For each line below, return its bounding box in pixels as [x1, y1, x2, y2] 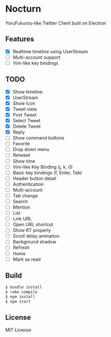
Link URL [12, 216, 32, 222]
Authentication [12, 181, 44, 187]
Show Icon [12, 100, 36, 106]
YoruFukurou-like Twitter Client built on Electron [5, 20, 106, 26]
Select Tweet [12, 118, 41, 124]
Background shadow [12, 239, 56, 245]
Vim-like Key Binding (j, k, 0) [12, 164, 73, 170]
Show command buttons [12, 135, 65, 141]
